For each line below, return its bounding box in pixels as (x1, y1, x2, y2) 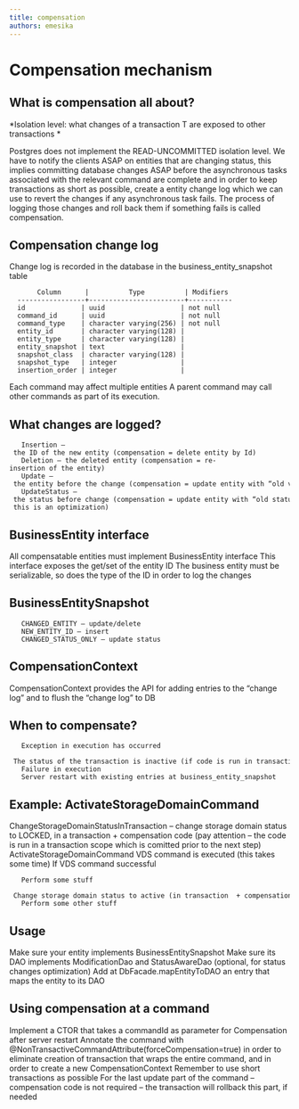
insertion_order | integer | (17, 366, 185, 375)
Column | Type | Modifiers (36, 288, 229, 297)
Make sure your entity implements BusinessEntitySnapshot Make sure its (9, 947, 276, 957)
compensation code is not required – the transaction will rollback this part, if (9, 1081, 288, 1092)
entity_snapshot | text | (17, 342, 185, 352)
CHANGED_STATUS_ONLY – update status (20, 635, 162, 644)
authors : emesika (9, 21, 74, 30)
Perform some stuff (20, 875, 93, 885)
